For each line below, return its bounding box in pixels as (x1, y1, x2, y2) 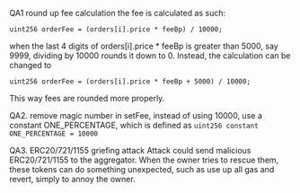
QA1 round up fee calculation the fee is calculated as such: (9, 8, 226, 18)
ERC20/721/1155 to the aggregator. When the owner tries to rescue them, (9, 154, 279, 165)
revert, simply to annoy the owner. (9, 174, 137, 184)
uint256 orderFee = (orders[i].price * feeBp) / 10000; (9, 25, 223, 34)
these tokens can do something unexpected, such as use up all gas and (9, 164, 275, 174)
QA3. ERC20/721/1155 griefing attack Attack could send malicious (9, 145, 251, 155)
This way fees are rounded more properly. (9, 93, 165, 103)
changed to (9, 60, 52, 70)
